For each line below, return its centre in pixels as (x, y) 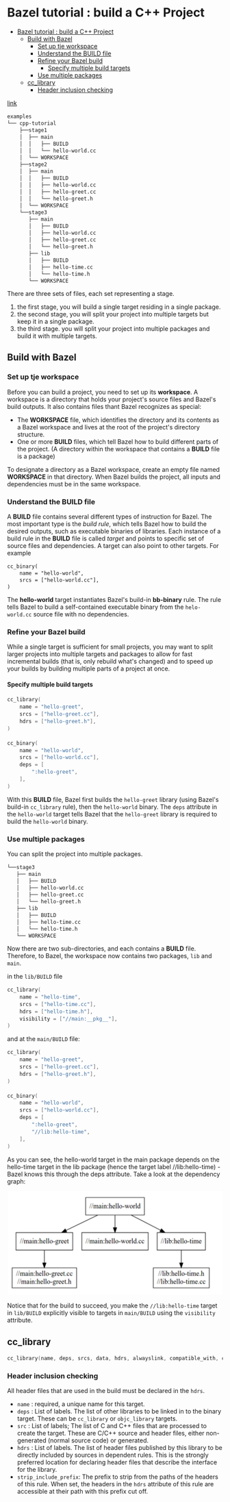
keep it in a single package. (55, 321)
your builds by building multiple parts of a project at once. (89, 668)
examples (20, 116)
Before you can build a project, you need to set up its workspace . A (103, 392)
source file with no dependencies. (81, 614)
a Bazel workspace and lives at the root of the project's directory (108, 427)
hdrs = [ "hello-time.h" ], (56, 1012)
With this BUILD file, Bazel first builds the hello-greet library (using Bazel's (113, 799)
